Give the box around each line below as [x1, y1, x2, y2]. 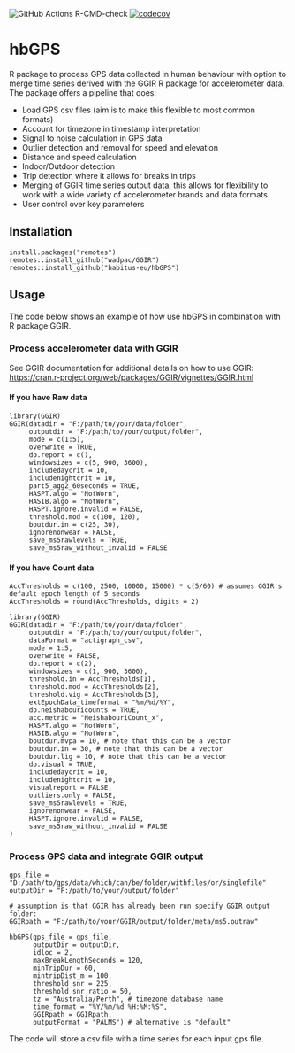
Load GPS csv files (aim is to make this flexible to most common [21, 105, 256, 115]
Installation [9, 224, 72, 239]
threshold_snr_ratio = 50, [32, 987, 132, 995]
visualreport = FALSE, [28, 784, 113, 793]
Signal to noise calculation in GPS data [21, 133, 163, 143]
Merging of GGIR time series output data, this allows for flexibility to [21, 180, 269, 190]
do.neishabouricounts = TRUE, [28, 706, 140, 715]
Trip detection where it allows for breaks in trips [21, 170, 196, 181]
